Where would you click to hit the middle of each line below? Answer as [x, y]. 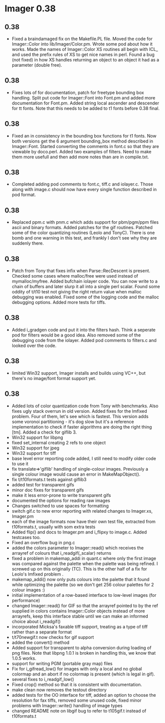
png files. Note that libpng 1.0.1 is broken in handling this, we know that [84, 653]
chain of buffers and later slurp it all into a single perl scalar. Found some [86, 287]
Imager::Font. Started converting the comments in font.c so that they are [85, 146]
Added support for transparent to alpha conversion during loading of [82, 648]
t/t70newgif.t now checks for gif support [53, 637]
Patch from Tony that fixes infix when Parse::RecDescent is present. [81, 271]
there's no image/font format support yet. [54, 378]
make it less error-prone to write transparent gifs [61, 495]
